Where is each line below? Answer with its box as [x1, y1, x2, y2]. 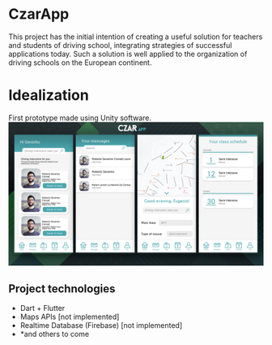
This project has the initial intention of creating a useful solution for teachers [8, 32, 263, 41]
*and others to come [19, 330, 90, 339]
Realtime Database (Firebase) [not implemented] [19, 321, 183, 330]
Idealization [8, 86, 89, 105]
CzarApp [8, 5, 70, 24]
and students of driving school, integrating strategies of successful [8, 40, 232, 50]
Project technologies [8, 282, 116, 295]
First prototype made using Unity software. [8, 113, 152, 123]
